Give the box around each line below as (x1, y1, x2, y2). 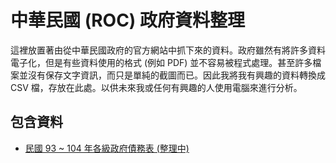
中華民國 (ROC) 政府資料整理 (10, 9, 246, 32)
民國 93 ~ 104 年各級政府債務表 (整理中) (24, 142, 190, 154)
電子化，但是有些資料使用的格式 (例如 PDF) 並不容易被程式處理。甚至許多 (10, 56, 313, 68)
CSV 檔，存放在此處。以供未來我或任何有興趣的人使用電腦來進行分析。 (10, 81, 303, 93)
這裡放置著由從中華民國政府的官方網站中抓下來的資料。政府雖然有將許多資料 (10, 44, 326, 56)
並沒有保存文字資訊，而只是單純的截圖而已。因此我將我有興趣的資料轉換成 (18, 69, 326, 81)
